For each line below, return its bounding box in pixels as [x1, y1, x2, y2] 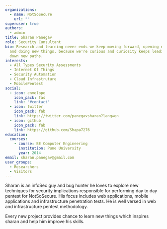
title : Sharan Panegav [5, 35, 52, 40]
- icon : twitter [9, 104, 43, 109]
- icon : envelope [9, 90, 46, 95]
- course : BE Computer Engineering [14, 141, 88, 147]
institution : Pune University [18, 146, 81, 151]
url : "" [14, 16, 30, 21]
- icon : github [9, 118, 41, 123]
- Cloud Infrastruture [9, 76, 57, 81]
